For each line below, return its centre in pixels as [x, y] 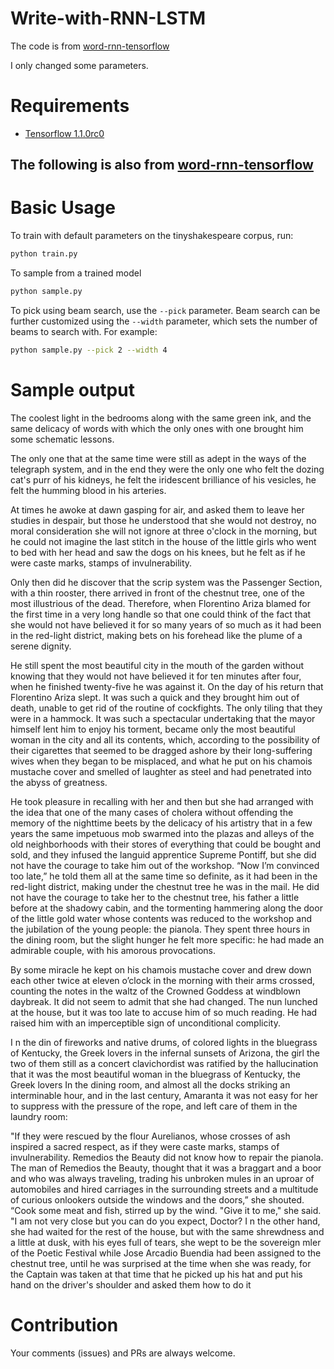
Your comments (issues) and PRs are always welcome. [123, 1353]
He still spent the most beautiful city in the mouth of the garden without [157, 665]
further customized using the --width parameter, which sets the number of [164, 321]
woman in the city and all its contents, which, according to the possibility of [165, 739]
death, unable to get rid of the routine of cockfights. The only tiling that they [166, 708]
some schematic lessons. [62, 439]
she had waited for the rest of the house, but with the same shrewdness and [167, 1231]
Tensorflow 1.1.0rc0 [64, 133]
